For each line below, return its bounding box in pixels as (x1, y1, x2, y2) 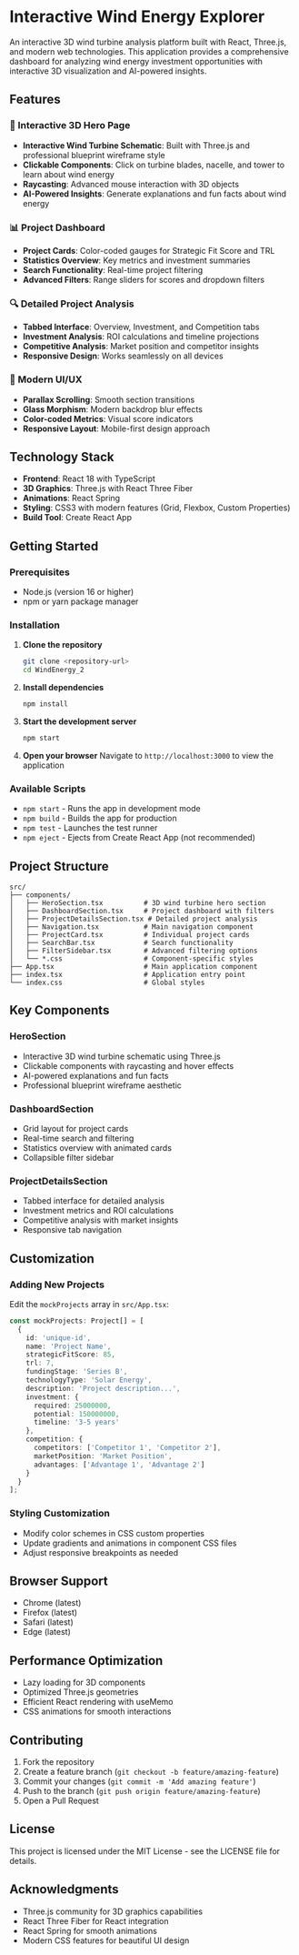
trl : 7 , (25, 1358, 55, 1368)
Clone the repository (22, 640, 103, 650)
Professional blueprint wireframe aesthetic (22, 1080, 182, 1091)
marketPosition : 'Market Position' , (33, 1451, 173, 1461)
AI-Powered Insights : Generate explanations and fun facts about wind (22, 188, 287, 199)
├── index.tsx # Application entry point (9, 970, 246, 979)
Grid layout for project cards (22, 1123, 129, 1134)
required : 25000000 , (33, 1401, 112, 1410)
